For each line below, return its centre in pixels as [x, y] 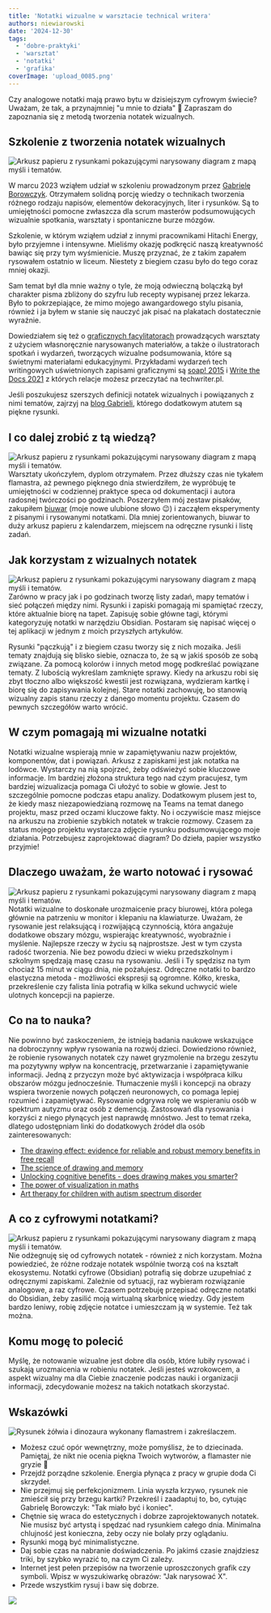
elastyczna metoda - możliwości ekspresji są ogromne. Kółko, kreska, [124, 978]
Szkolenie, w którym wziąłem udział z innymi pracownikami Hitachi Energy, [133, 236]
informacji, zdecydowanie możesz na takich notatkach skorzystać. [119, 1387]
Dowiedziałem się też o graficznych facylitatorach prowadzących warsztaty [134, 336]
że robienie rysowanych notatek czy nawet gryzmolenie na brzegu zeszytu [133, 1057]
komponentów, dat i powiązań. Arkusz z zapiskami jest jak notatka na [124, 760]
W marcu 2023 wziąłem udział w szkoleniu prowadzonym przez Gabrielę [129, 186]
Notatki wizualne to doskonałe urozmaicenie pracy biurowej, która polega [131, 909]
